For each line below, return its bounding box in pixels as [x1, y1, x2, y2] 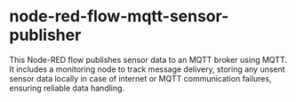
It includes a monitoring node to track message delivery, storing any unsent [9, 64, 286, 75]
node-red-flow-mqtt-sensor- [9, 6, 229, 27]
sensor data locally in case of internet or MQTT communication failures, [9, 73, 272, 83]
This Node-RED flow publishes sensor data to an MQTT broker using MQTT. [9, 54, 287, 65]
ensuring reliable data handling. [9, 82, 125, 93]
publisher [9, 25, 82, 45]
